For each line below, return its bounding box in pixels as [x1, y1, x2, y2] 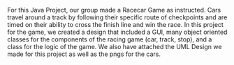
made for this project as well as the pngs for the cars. [7, 50, 161, 58]
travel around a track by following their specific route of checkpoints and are [7, 13, 228, 21]
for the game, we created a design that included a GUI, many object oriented [7, 28, 228, 36]
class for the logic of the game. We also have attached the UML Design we [7, 43, 222, 50]
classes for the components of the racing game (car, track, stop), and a [7, 35, 212, 44]
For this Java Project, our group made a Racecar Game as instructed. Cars [7, 6, 221, 14]
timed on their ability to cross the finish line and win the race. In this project [7, 21, 224, 28]
